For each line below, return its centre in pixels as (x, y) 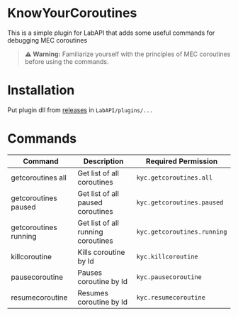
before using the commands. (67, 61)
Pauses (90, 273)
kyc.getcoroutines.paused (180, 202)
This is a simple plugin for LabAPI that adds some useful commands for (111, 33)
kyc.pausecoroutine (169, 277)
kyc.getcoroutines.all (175, 178)
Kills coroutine (101, 252)
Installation (41, 91)
